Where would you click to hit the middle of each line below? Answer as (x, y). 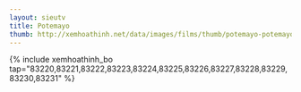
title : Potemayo (39, 26)
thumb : (21, 34)
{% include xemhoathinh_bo (61, 60)
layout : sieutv (38, 17)
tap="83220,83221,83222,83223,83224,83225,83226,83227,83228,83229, (149, 69)
